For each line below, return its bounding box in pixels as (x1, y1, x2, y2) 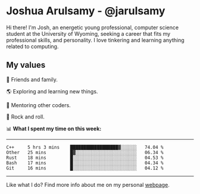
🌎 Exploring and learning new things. (6, 87, 98, 95)
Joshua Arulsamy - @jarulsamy (6, 4, 165, 18)
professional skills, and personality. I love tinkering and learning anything (6, 36, 185, 43)
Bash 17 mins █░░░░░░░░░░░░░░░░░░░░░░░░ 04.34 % (6, 159, 164, 166)
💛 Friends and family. (6, 76, 58, 83)
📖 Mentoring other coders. (6, 101, 71, 108)
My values (6, 60, 46, 70)
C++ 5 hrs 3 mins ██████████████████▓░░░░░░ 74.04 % (6, 144, 164, 150)
